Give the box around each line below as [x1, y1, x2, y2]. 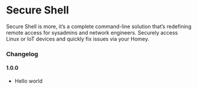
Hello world [14, 77, 43, 85]
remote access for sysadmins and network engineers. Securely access [6, 29, 178, 36]
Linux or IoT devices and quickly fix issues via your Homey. [6, 35, 149, 42]
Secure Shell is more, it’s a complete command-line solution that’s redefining [6, 23, 192, 30]
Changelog [6, 50, 38, 58]
